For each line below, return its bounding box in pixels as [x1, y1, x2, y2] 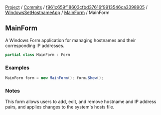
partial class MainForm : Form [5, 52, 70, 57]
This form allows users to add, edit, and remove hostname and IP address [5, 98, 157, 104]
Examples [5, 64, 30, 71]
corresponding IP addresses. [5, 42, 65, 48]
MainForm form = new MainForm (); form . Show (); [5, 75, 104, 80]
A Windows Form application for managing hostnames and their [5, 37, 136, 43]
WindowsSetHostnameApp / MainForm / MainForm [5, 9, 110, 15]
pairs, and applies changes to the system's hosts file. [5, 104, 115, 110]
